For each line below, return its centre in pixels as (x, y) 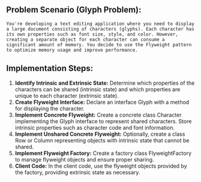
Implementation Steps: (50, 68)
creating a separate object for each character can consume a (85, 39)
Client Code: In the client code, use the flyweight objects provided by (101, 166)
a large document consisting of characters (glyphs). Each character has (100, 29)
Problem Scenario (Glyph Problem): (74, 10)
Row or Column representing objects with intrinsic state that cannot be (102, 140)
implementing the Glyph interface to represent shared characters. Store (103, 121)
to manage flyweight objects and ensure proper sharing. (84, 159)
